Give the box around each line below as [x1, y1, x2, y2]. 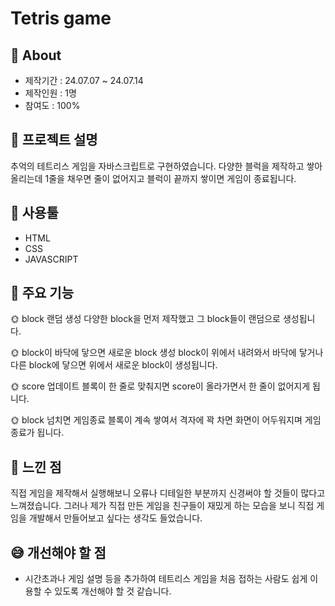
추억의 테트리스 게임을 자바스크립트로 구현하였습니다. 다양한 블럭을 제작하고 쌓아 [10, 160, 323, 172]
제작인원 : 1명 [24, 87, 77, 99]
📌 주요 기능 [10, 285, 75, 302]
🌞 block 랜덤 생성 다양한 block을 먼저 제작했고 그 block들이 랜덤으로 [10, 313, 281, 325]
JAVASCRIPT [24, 253, 79, 265]
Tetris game [10, 7, 112, 30]
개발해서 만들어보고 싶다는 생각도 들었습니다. [28, 512, 203, 524]
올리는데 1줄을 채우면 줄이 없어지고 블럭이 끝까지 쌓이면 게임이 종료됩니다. [10, 172, 297, 184]
